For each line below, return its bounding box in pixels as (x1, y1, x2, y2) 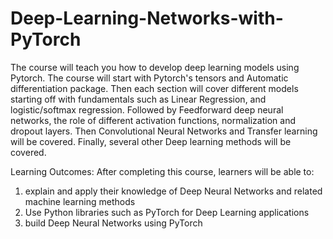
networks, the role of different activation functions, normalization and (10, 114, 296, 126)
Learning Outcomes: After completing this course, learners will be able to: (10, 165, 315, 177)
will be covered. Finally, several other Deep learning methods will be (10, 135, 292, 147)
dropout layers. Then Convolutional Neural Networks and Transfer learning (10, 125, 318, 137)
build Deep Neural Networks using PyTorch (24, 217, 203, 229)
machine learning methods (24, 195, 136, 207)
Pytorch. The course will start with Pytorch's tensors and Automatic (10, 72, 289, 84)
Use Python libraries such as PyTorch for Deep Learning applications (24, 206, 310, 218)
